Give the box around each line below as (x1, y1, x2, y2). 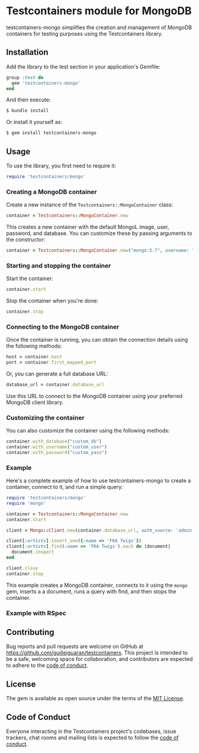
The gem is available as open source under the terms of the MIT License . (6, 695, 185, 702)
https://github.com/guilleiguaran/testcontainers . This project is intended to (6, 649, 188, 656)
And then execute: (6, 96, 51, 103)
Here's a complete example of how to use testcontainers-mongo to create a (6, 477, 191, 484)
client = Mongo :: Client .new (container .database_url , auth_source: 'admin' (6, 527, 195, 533)
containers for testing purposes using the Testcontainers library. (6, 30, 163, 37)
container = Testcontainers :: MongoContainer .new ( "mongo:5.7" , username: (6, 247, 190, 253)
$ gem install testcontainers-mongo (6, 130, 97, 136)
